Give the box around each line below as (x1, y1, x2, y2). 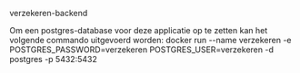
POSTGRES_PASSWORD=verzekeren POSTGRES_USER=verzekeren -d (9, 44, 275, 55)
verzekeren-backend (9, 8, 88, 18)
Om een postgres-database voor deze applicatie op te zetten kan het (9, 25, 268, 35)
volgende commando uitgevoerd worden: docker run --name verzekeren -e (9, 35, 293, 45)
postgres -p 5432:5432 (9, 54, 97, 64)
